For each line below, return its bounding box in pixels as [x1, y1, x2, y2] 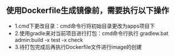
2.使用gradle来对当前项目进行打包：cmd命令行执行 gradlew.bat [14, 29, 169, 37]
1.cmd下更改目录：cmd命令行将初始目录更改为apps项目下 [14, 22, 155, 29]
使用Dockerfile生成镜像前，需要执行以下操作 [6, 5, 170, 16]
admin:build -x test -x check [14, 36, 84, 43]
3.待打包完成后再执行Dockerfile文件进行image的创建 [14, 43, 143, 50]
